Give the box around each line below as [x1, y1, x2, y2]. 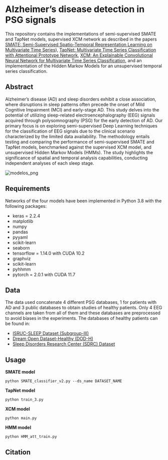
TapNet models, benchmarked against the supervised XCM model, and [5, 144, 152, 150]
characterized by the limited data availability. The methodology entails [5, 133, 150, 139]
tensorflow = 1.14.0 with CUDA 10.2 [12, 250, 85, 256]
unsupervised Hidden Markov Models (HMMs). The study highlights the [5, 149, 153, 155]
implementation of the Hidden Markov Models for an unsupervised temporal [5, 63, 162, 69]
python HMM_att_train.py [5, 434, 57, 439]
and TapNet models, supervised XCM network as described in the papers [5, 36, 157, 42]
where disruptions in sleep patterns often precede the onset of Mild [5, 101, 145, 107]
